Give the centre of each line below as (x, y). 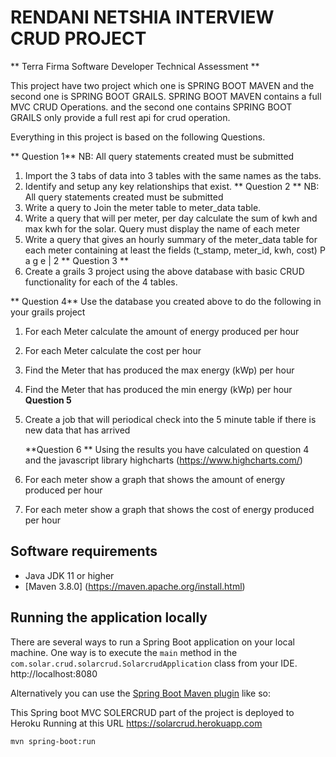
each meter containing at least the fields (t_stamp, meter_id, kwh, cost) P (175, 250)
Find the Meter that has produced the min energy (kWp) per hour (158, 389)
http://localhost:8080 (54, 673)
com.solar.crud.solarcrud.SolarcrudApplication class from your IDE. (154, 663)
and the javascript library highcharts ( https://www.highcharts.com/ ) (163, 460)
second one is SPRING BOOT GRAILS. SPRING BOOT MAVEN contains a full (166, 96)
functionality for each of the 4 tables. (101, 282)
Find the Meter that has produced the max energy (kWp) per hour (159, 370)
